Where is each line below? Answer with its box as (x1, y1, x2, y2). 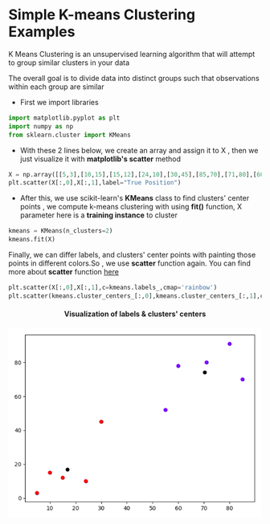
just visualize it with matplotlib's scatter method (19, 154, 181, 164)
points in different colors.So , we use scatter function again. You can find (8, 258, 251, 268)
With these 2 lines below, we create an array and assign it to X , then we (19, 145, 259, 155)
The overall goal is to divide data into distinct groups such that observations (8, 73, 260, 83)
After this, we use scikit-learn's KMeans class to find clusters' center (19, 193, 250, 203)
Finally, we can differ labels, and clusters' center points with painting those (8, 250, 256, 260)
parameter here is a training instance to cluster (19, 210, 178, 220)
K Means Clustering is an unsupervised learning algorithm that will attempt (8, 49, 256, 59)
